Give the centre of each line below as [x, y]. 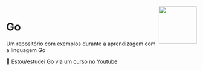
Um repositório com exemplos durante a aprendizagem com [81, 44]
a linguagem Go [26, 50]
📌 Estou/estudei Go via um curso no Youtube [62, 61]
